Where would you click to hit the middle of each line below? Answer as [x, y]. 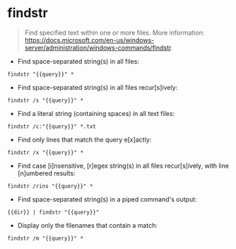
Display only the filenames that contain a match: [87, 225]
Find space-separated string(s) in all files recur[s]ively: [98, 87]
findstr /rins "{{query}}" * [50, 186]
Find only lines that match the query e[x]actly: [84, 139]
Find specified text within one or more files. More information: [114, 33]
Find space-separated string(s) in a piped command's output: [107, 199]
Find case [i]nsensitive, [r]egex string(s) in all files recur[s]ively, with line [123, 166]
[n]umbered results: [46, 173]
